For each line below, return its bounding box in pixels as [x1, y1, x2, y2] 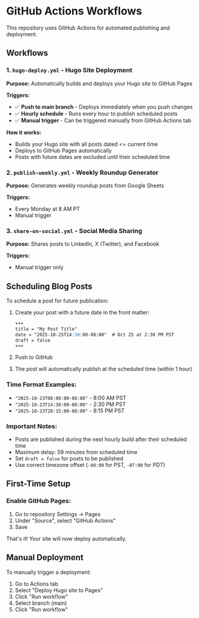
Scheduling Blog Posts [6, 281, 93, 292]
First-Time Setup [6, 479, 71, 489]
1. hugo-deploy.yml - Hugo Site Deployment [6, 66, 132, 75]
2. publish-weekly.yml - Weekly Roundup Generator [6, 168, 159, 176]
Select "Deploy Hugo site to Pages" [14, 586, 103, 594]
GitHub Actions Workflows [6, 4, 142, 18]
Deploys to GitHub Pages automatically [14, 146, 112, 154]
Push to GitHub [14, 354, 53, 361]
